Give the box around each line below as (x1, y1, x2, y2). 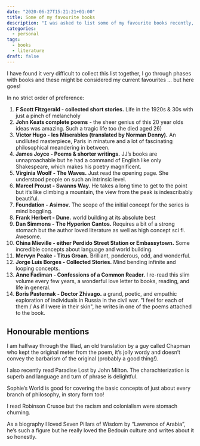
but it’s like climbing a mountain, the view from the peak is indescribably (15, 188, 193, 195)
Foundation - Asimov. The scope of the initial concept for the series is (15, 201, 189, 208)
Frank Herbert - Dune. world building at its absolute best (15, 214, 156, 221)
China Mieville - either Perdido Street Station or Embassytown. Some (15, 239, 190, 246)
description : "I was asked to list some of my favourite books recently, (7, 20, 195, 26)
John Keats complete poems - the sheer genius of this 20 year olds (15, 118, 184, 126)
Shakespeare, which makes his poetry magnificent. (15, 163, 142, 170)
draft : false (7, 53, 39, 59)
